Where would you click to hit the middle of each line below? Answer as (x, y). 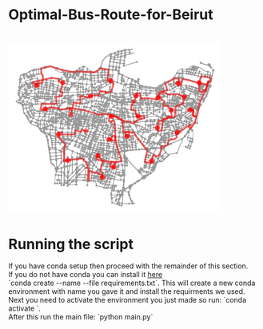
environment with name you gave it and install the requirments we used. (127, 291)
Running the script (71, 244)
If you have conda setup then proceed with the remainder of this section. (128, 266)
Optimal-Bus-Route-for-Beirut (111, 15)
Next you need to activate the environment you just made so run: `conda (128, 300)
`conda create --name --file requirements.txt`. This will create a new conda (132, 283)
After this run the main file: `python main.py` (81, 317)
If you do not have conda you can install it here (86, 275)
